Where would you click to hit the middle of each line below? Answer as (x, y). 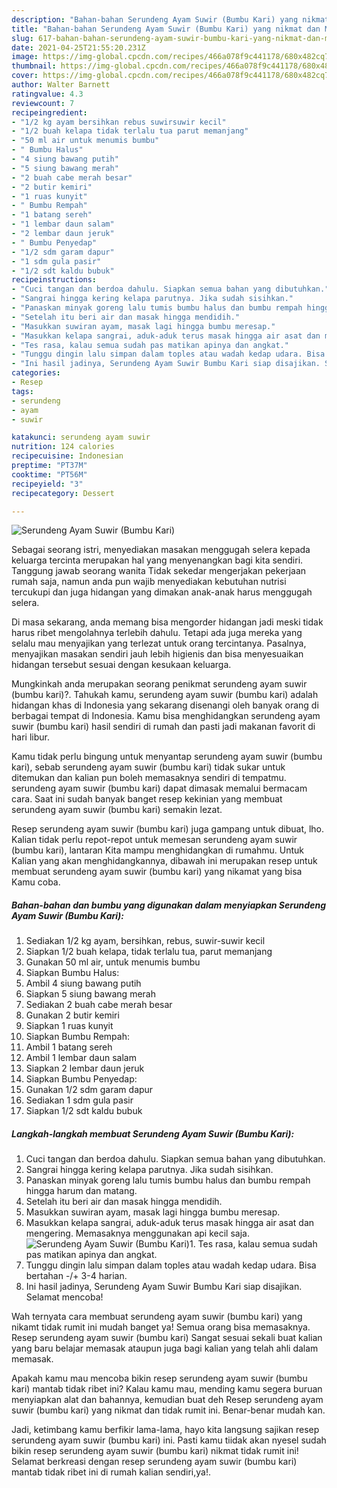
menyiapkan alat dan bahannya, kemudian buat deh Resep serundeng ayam (167, 1400)
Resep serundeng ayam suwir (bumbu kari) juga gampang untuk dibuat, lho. (168, 829)
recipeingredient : (49, 112)
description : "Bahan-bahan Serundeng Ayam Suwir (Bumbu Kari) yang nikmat (170, 19)
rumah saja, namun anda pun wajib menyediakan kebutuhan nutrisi (149, 582)
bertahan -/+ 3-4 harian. (76, 1276)
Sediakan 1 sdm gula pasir (79, 1100)
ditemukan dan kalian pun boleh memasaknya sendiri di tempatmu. (149, 778)
